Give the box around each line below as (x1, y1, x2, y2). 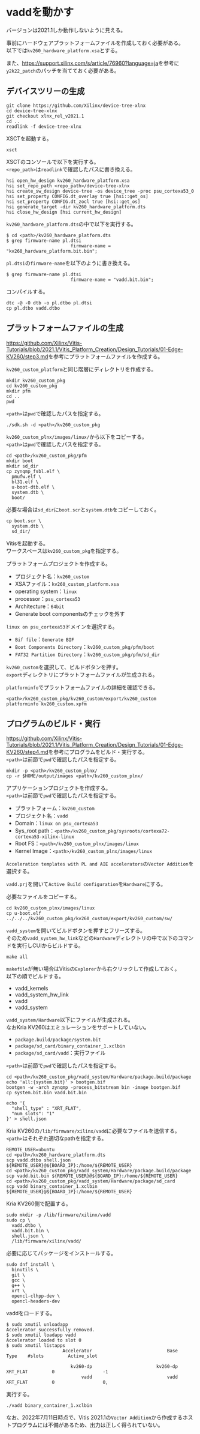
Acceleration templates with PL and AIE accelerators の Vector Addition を (6, 860, 194, 867)
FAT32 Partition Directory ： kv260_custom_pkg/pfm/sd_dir (14, 651, 160, 658)
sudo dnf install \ (6, 1262, 55, 1268)
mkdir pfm (6, 388, 31, 394)
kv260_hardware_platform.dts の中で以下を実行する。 (6, 220, 137, 227)
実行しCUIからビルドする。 (16, 942, 84, 949)
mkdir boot (6, 457, 34, 464)
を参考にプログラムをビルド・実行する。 (48, 749, 148, 756)
